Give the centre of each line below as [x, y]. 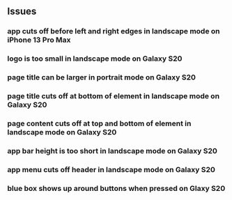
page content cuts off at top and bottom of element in [99, 123]
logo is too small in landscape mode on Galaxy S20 [95, 59]
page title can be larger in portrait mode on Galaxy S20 [102, 77]
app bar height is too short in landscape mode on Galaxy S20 [112, 151]
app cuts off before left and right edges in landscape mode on [114, 31]
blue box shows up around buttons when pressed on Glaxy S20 [116, 188]
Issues [22, 11]
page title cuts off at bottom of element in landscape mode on [114, 96]
